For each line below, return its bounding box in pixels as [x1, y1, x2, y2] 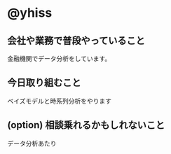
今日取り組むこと [7, 77, 81, 89]
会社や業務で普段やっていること [7, 34, 145, 46]
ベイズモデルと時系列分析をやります [7, 97, 112, 105]
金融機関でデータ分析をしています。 [7, 55, 111, 62]
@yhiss [7, 5, 53, 21]
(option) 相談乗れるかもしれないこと [7, 119, 165, 131]
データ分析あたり [7, 139, 57, 148]
